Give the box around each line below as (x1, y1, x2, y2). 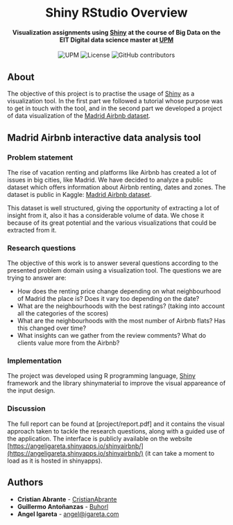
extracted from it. (7, 225, 57, 234)
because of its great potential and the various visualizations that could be (7, 218, 217, 227)
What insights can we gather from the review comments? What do (17, 332, 207, 340)
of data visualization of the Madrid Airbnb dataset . (7, 112, 151, 120)
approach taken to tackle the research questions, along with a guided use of (7, 427, 225, 435)
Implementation (7, 356, 62, 365)
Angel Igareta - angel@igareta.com (17, 510, 119, 518)
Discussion (7, 404, 46, 413)
